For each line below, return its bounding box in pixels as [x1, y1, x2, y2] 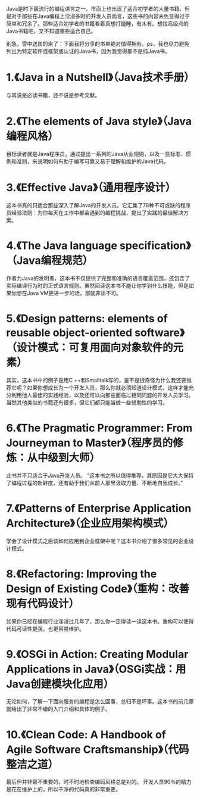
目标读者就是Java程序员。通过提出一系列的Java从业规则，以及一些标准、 [6, 150, 186, 157]
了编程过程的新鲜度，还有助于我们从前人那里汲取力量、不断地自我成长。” [6, 479, 183, 487]
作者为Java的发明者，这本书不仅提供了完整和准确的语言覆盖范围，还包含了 [6, 275, 190, 282]
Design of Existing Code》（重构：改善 [6, 582, 189, 596]
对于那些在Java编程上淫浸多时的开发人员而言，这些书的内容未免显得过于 [11, 13, 190, 20]
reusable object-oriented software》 [6, 326, 185, 339]
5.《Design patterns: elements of [6, 311, 168, 325]
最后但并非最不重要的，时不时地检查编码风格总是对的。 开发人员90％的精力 [6, 778, 192, 785]
